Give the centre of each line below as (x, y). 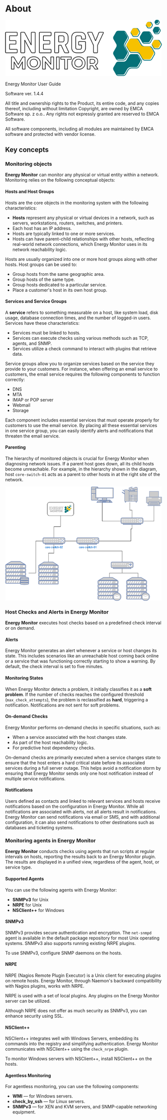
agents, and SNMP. (32, 343)
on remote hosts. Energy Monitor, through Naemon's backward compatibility (83, 980)
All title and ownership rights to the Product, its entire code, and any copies (82, 103)
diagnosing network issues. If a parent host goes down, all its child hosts (80, 463)
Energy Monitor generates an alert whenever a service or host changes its (81, 651)
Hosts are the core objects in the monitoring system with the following (77, 203)
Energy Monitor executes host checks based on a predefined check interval (83, 623)
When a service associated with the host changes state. (70, 737)
